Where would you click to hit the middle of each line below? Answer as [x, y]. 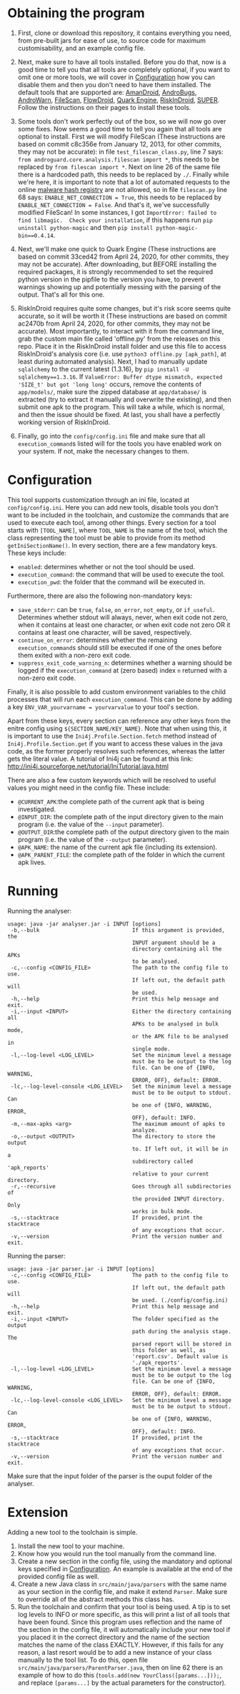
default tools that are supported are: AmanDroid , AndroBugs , [107, 92]
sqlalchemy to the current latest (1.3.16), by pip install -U [103, 369]
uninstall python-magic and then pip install [85, 227]
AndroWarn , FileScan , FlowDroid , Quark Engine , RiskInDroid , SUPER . [119, 100]
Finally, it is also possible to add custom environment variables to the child [117, 691]
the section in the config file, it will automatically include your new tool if [124, 1629]
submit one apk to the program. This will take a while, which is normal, [121, 407]
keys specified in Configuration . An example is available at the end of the [125, 1568]
